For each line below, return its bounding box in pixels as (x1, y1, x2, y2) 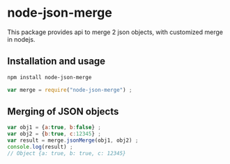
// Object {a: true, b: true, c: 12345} (7, 149, 127, 157)
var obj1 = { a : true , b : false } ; (7, 124, 101, 131)
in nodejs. (7, 35, 36, 43)
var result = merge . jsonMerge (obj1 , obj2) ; (7, 137, 139, 144)
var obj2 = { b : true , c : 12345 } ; (7, 131, 101, 138)
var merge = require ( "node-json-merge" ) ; (7, 86, 132, 93)
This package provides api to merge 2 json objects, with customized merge (7, 28, 223, 36)
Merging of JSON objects (7, 106, 119, 117)
